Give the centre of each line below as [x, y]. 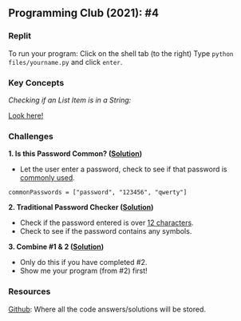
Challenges [31, 136]
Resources [30, 291]
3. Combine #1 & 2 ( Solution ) [56, 247]
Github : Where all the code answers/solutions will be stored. [107, 309]
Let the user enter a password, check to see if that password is [123, 169]
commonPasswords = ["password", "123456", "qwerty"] [98, 193]
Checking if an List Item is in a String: [70, 100]
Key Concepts [36, 82]
